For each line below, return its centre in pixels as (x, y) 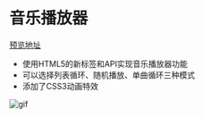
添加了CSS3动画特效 (60, 86)
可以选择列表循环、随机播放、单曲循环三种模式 (108, 75)
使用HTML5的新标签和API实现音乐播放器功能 (105, 63)
